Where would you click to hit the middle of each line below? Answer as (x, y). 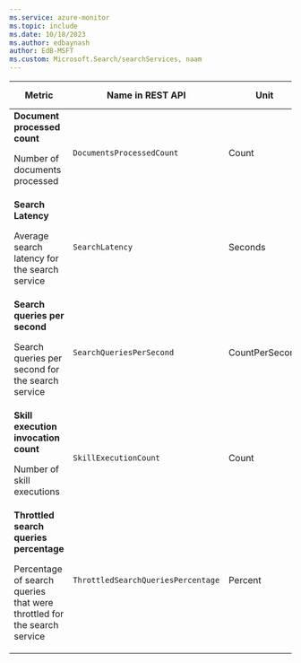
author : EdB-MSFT (42, 51)
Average (31, 236)
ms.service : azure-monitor (60, 17)
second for (37, 369)
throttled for (39, 614)
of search (34, 580)
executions (37, 492)
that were (34, 602)
